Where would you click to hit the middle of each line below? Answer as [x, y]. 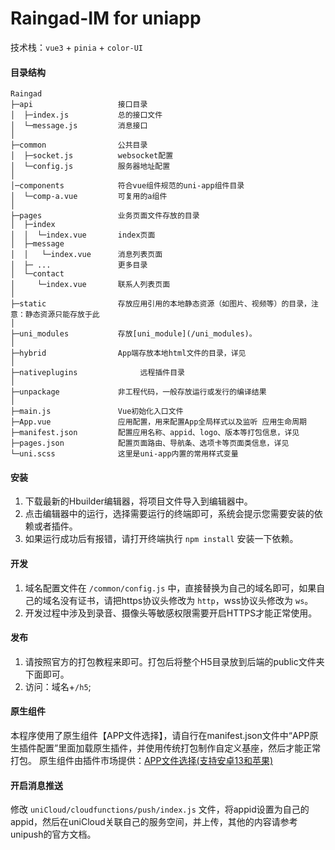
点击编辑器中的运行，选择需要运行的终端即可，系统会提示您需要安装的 [169, 514]
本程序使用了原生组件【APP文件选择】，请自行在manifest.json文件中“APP [160, 735]
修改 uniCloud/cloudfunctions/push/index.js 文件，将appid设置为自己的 [160, 809]
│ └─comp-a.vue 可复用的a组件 [89, 197]
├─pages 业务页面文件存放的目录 [105, 216]
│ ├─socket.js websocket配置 [92, 156]
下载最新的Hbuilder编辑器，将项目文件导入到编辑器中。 [138, 501]
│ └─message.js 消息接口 [79, 126]
